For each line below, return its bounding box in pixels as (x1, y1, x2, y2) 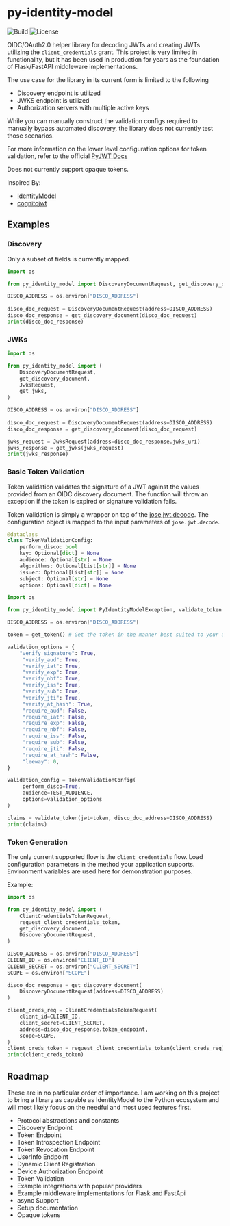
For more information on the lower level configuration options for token (7, 144, 207, 153)
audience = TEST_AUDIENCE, (22, 789, 94, 797)
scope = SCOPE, (19, 1032, 57, 1039)
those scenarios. (7, 131, 55, 140)
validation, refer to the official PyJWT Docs (7, 152, 128, 160)
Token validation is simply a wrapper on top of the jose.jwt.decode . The (7, 510, 209, 518)
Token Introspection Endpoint (16, 1138, 101, 1146)
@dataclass (7, 531, 38, 538)
